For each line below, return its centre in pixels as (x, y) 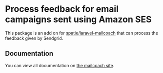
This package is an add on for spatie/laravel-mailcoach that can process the (82, 33)
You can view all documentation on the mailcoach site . (60, 65)
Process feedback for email (62, 9)
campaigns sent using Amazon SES (78, 19)
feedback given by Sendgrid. (34, 38)
